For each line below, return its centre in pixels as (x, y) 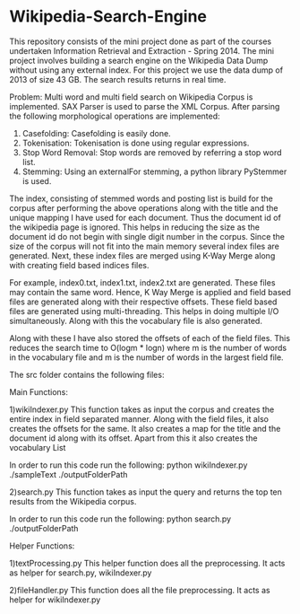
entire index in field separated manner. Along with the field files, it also (139, 418)
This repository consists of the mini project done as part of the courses (140, 41)
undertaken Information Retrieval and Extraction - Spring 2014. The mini (142, 50)
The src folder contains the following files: (87, 374)
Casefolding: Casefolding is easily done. (97, 133)
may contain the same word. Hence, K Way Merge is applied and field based (150, 292)
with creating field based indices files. (79, 265)
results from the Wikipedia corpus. (73, 501)
